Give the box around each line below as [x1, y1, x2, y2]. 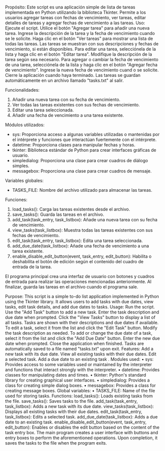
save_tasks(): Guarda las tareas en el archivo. [12, 211, 105, 217]
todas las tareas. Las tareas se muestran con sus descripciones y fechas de [5, 41, 159, 46]
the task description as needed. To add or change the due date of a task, [5, 330, 153, 336]
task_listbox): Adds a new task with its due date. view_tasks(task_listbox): [5, 404, 154, 409]
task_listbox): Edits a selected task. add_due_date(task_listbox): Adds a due [5, 414, 158, 419]
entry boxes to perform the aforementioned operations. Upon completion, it [5, 435, 158, 441]
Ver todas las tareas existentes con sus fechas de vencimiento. [12, 102, 140, 107]
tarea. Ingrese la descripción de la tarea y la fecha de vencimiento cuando [5, 31, 155, 36]
